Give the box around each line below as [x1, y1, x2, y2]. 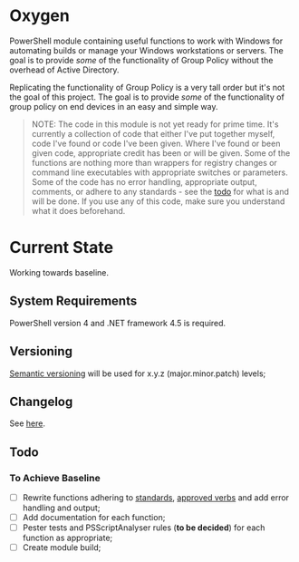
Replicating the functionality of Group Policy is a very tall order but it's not [9, 82, 285, 92]
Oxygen [9, 5, 70, 26]
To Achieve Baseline [9, 471, 101, 484]
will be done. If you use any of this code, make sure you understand [31, 196, 285, 207]
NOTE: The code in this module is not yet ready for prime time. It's [31, 119, 279, 130]
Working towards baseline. [9, 266, 110, 277]
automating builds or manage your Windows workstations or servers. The [9, 44, 284, 55]
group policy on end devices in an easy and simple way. [9, 101, 219, 111]
